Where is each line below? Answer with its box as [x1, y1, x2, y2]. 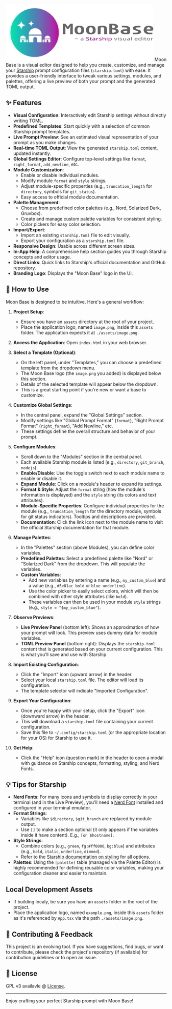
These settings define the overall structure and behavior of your [20, 428, 155, 434]
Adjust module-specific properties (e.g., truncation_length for [20, 183, 153, 189]
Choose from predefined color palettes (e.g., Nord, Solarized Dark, [20, 205, 161, 211]
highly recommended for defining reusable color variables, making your [13, 865, 164, 871]
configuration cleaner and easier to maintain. [13, 870, 108, 876]
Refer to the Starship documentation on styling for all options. [20, 854, 151, 860]
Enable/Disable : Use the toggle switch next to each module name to [20, 470, 165, 476]
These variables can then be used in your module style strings [28, 599, 161, 605]
